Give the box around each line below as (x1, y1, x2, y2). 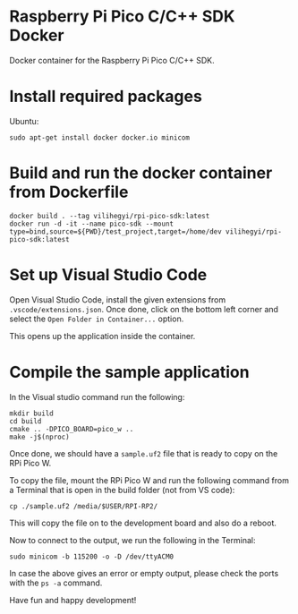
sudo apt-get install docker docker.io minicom (9, 132, 191, 142)
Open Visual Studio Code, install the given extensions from (9, 294, 226, 305)
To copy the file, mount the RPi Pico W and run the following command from (9, 474, 289, 485)
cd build (9, 416, 42, 426)
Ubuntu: (9, 115, 39, 126)
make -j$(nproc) (9, 432, 70, 441)
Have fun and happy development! (9, 594, 137, 605)
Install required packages (9, 87, 203, 107)
